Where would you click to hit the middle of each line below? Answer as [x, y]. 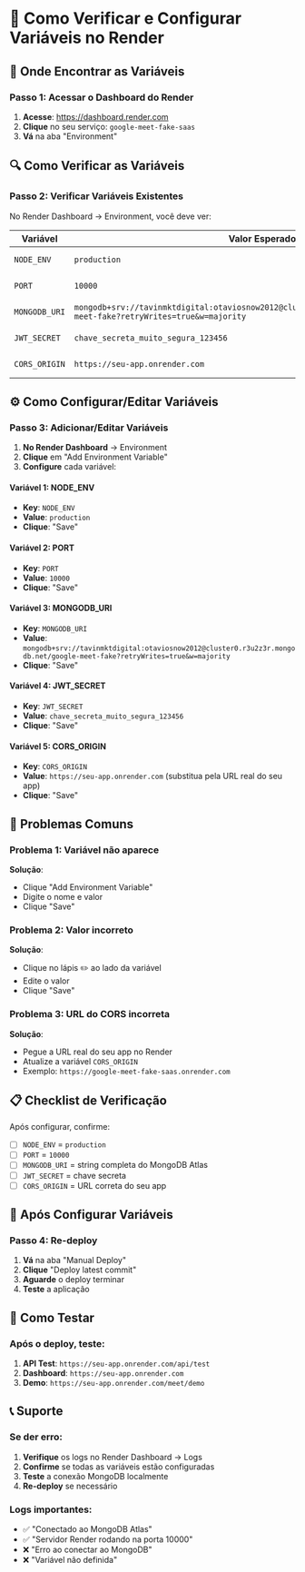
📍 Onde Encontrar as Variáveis [97, 71]
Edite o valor [46, 981]
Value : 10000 [46, 578]
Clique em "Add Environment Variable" [95, 457]
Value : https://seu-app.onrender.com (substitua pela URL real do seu [152, 776]
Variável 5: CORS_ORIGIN [58, 746]
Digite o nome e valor [62, 896]
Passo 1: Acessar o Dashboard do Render [102, 97]
